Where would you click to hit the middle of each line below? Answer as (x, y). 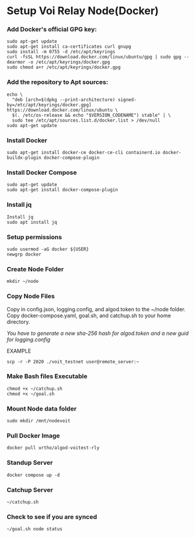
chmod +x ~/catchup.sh (35, 389)
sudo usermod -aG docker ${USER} (48, 249)
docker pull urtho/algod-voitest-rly (53, 448)
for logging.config (29, 339)
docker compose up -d (33, 475)
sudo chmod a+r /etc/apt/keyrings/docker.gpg (64, 67)
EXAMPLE (19, 351)
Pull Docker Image (33, 436)
